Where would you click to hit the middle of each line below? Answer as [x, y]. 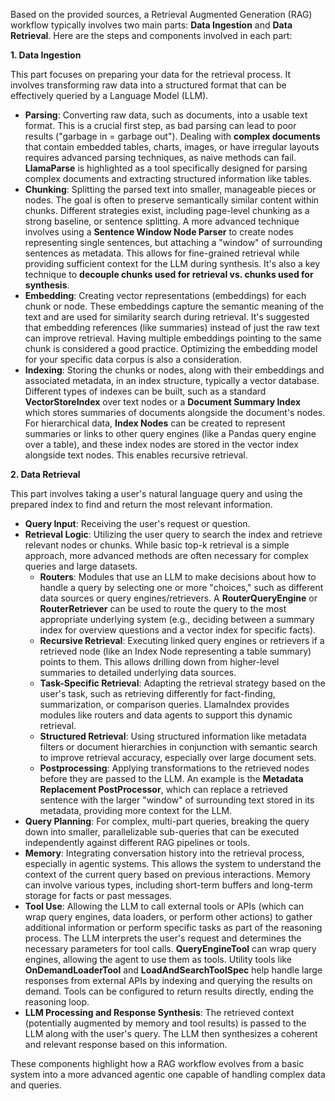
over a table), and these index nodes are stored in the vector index [161, 444]
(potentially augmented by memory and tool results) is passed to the [165, 1023]
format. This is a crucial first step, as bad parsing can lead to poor [160, 125]
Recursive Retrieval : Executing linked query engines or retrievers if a [182, 640]
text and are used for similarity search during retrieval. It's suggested [167, 317]
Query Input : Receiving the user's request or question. [137, 523]
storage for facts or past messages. [98, 895]
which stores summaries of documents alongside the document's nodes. [175, 412]
